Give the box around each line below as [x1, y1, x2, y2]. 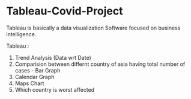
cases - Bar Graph [14, 66, 61, 74]
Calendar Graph [14, 73, 55, 80]
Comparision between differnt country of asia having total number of [14, 60, 186, 68]
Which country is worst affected [14, 86, 95, 93]
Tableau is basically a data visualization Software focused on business [6, 24, 181, 31]
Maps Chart [14, 80, 44, 87]
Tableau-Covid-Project [6, 4, 123, 18]
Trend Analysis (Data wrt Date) [14, 54, 91, 61]
